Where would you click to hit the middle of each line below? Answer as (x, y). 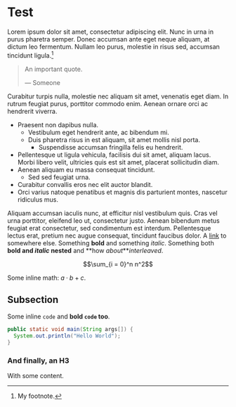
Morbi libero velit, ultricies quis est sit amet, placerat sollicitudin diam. (118, 162)
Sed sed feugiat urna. (59, 177)
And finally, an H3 (38, 361)
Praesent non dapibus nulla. (58, 124)
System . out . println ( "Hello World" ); (67, 336)
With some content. (36, 376)
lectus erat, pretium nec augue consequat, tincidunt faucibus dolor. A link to (117, 235)
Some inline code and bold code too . (59, 316)
